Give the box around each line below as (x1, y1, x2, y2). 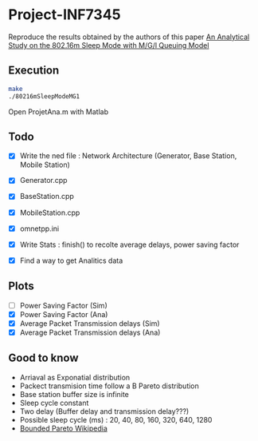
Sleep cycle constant (19, 398, 89, 407)
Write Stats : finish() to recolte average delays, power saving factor (19, 240, 240, 249)
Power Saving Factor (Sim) (19, 300, 107, 310)
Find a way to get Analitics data (19, 256, 123, 265)
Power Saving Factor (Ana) (19, 309, 108, 319)
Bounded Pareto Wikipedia (19, 423, 107, 433)
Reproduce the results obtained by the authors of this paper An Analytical (8, 32, 250, 42)
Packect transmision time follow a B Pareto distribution (19, 381, 199, 391)
